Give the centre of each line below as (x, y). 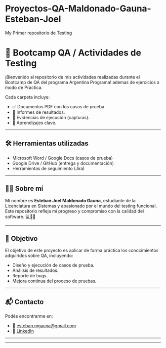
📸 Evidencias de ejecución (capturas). (51, 117)
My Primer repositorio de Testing (39, 33)
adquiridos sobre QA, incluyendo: (39, 256)
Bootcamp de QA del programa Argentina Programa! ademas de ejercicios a (82, 82)
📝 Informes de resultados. (39, 112)
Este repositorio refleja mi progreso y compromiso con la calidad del (75, 211)
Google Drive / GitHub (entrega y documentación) (63, 163)
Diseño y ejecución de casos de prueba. (53, 265)
